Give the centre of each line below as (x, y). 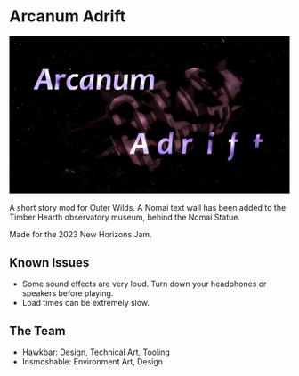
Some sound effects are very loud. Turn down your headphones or (144, 284)
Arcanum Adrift (68, 16)
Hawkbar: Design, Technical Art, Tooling (96, 352)
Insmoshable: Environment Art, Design (92, 362)
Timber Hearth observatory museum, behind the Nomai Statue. (125, 217)
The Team (38, 331)
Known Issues (49, 263)
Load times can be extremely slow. (85, 303)
